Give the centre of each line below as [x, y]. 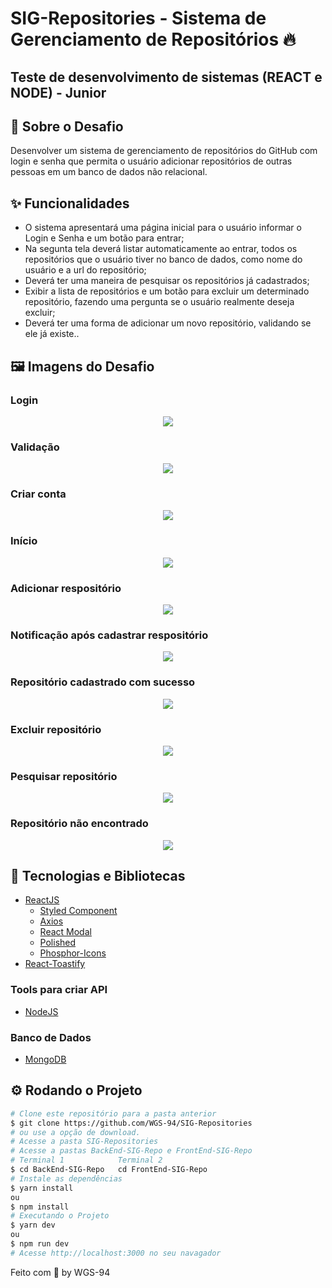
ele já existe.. [52, 334]
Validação [35, 447]
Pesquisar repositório [64, 776]
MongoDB [45, 1059]
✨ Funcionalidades [70, 203]
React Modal [65, 932]
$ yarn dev [33, 1225]
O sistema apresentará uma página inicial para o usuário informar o [163, 228]
